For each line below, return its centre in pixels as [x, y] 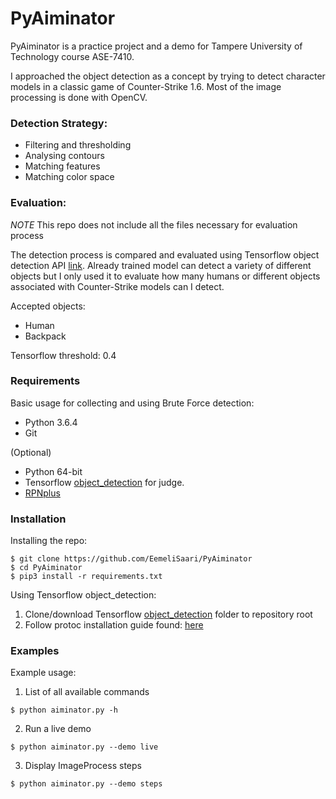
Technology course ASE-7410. [72, 56]
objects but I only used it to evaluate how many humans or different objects [165, 276]
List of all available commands [87, 692]
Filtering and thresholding [78, 145]
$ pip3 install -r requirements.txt [86, 577]
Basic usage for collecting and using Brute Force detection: [132, 403]
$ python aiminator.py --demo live [84, 747]
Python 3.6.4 [51, 422]
